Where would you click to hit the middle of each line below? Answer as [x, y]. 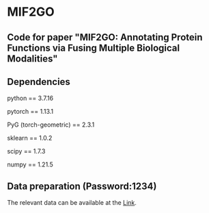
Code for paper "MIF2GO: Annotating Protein [105, 37]
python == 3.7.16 [30, 98]
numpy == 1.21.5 [30, 164]
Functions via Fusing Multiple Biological [93, 48]
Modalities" [32, 59]
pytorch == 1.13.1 [30, 112]
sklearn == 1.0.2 [30, 138]
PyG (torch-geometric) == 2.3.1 [51, 125]
